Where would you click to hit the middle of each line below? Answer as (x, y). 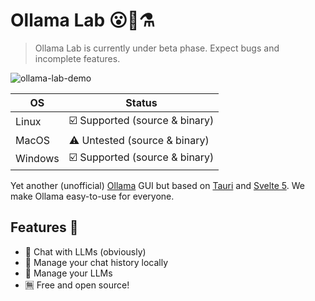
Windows (37, 159)
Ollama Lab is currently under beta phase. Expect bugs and (157, 48)
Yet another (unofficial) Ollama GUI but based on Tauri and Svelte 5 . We (157, 185)
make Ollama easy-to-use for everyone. (92, 196)
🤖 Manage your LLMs (68, 273)
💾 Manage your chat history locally (96, 262)
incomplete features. (77, 58)
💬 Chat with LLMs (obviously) (85, 251)
